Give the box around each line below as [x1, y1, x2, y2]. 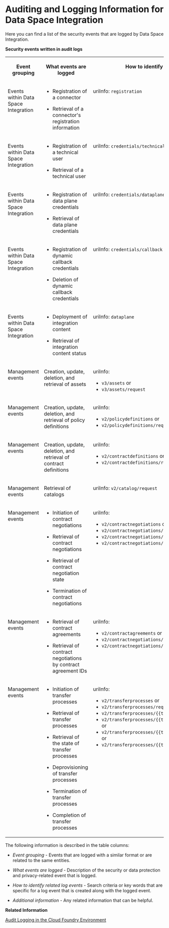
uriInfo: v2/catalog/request [93, 484, 157, 491]
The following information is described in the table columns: [5, 842, 130, 848]
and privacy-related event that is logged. [12, 872, 97, 878]
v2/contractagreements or [101, 629, 162, 636]
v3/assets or [101, 379, 132, 386]
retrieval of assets [44, 381, 87, 388]
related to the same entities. [12, 857, 70, 863]
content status [52, 349, 87, 356]
